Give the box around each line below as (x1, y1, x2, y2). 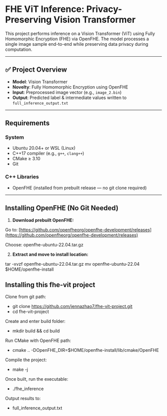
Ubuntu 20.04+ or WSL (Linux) (12, 145, 76, 151)
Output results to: (5, 396, 41, 402)
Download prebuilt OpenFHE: (12, 217, 74, 223)
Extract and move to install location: (12, 251, 88, 257)
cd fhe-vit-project (12, 309, 49, 314)
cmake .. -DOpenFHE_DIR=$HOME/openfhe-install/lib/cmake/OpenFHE (12, 347, 159, 353)
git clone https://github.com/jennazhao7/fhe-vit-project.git (12, 304, 133, 310)
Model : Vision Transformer (12, 79, 68, 85)
